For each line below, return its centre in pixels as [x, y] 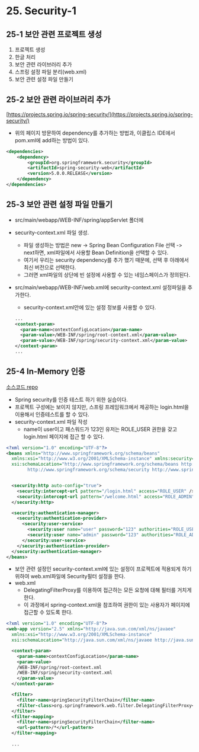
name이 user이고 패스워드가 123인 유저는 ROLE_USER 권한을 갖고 [100, 429]
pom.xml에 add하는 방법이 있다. [52, 140]
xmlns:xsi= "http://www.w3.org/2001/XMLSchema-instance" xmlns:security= [103, 459]
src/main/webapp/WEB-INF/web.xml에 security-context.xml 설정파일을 [100, 287]
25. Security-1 [41, 11]
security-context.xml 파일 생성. [52, 232]
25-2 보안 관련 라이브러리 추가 [58, 100]
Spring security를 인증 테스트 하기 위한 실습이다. [71, 399]
